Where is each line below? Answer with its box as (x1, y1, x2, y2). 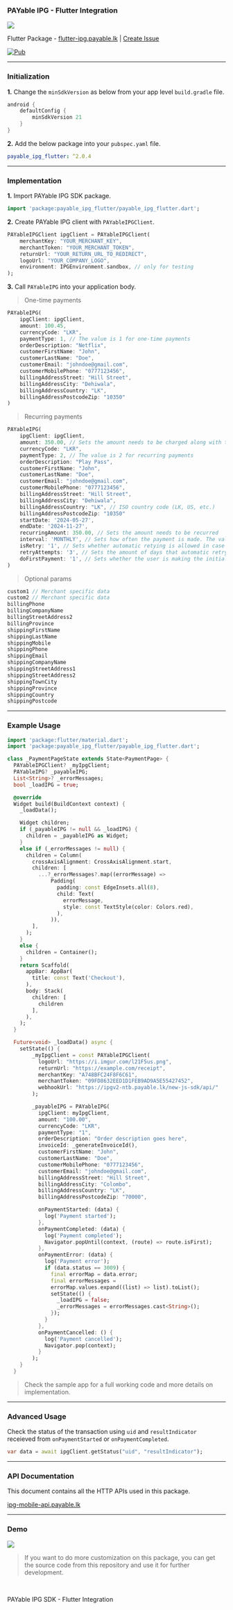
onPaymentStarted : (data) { (37, 1206, 119, 1214)
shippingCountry (7, 691, 54, 698)
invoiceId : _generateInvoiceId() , (37, 1142, 138, 1149)
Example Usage (7, 721, 61, 730)
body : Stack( (25, 988, 64, 995)
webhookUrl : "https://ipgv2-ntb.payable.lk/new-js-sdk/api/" (37, 1084, 218, 1091)
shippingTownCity (7, 678, 58, 685)
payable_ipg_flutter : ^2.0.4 (7, 152, 92, 160)
